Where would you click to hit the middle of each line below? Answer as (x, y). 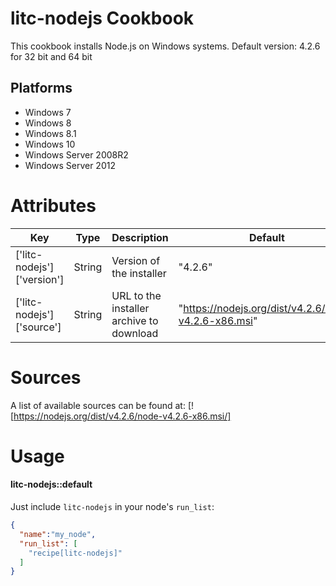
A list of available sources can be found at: (98, 405)
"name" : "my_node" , (58, 534)
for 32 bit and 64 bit (51, 56)
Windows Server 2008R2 (76, 154)
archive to (135, 320)
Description (140, 237)
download (135, 333)
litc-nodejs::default (51, 484)
